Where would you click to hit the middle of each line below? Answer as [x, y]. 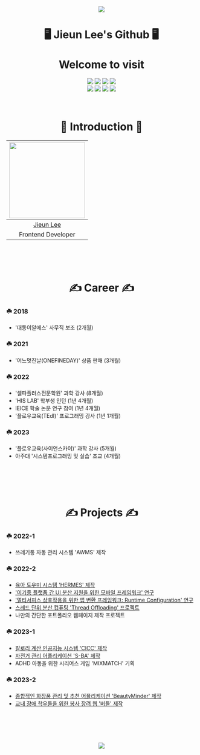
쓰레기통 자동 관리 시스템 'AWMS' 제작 [60, 552]
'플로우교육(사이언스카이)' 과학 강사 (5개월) [66, 449]
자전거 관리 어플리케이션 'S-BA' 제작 [58, 656]
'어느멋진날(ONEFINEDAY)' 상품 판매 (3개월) [68, 360]
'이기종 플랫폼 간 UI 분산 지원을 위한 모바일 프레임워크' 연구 [84, 592]
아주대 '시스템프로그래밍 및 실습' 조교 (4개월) [68, 456]
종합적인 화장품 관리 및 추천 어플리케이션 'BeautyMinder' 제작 [88, 696]
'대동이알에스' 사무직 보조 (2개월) [54, 327]
